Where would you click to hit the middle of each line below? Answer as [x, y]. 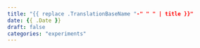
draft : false [26, 27]
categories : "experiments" [47, 34]
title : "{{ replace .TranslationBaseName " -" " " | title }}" [100, 14]
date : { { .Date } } [34, 20]
